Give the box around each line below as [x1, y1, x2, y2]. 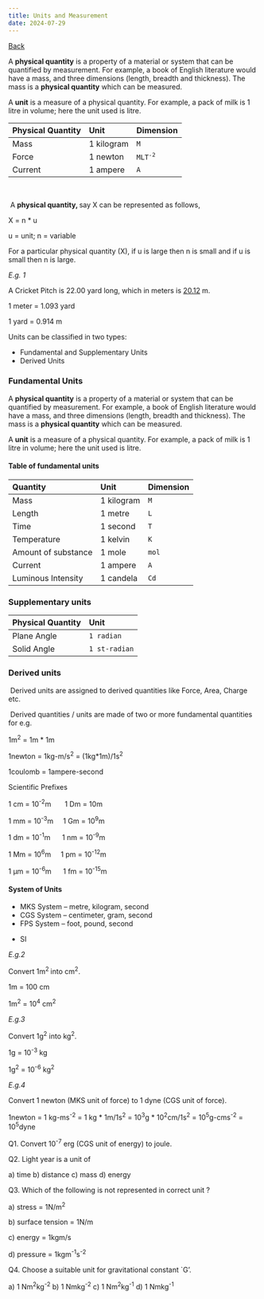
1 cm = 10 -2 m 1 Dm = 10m [8, 798, 103, 809]
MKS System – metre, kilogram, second [19, 902, 149, 912]
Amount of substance [12, 547, 93, 558]
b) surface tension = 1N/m [8, 1217, 94, 1227]
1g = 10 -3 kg [8, 1046, 48, 1058]
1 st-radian [88, 645, 134, 653]
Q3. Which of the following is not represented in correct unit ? [8, 1185, 211, 1195]
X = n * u [8, 215, 38, 225]
